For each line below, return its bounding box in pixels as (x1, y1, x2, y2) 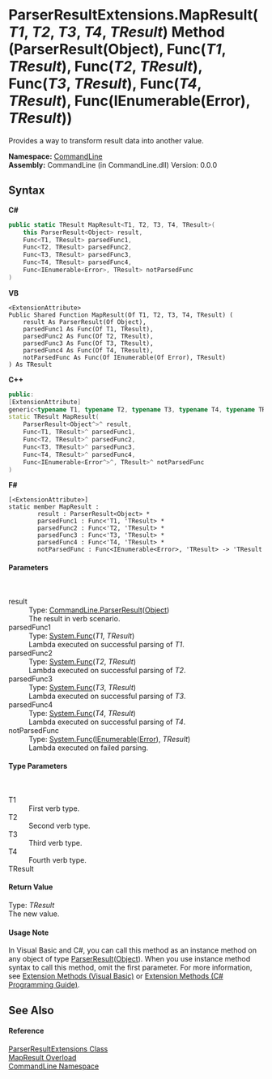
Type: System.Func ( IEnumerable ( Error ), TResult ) (28, 734, 191, 744)
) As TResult (8, 360, 53, 369)
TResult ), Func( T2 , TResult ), (8, 58, 202, 76)
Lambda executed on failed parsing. (28, 743, 149, 753)
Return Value (8, 882, 53, 892)
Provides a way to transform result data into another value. (8, 135, 204, 145)
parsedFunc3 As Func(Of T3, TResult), (23, 339, 154, 348)
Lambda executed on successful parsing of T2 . (28, 665, 186, 675)
